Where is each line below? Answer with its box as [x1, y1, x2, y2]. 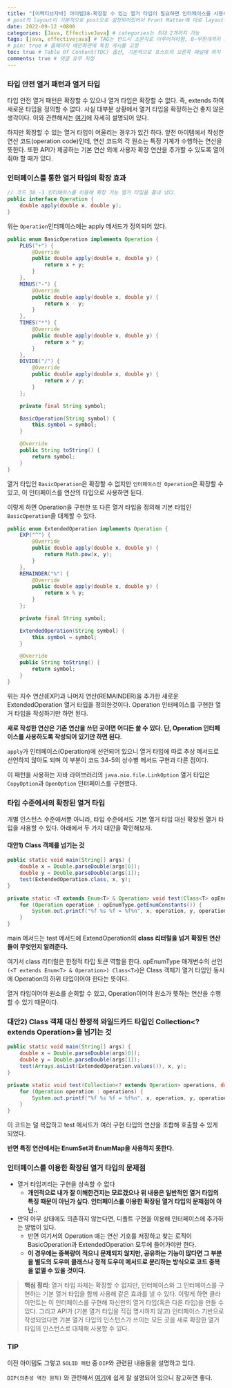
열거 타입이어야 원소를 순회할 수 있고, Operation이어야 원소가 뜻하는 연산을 [7, 990, 209, 998]
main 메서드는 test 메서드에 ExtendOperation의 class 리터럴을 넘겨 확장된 [7, 934, 209, 943]
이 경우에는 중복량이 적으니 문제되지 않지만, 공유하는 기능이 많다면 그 [27, 1249, 210, 1257]
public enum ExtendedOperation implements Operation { [7, 525, 168, 533]
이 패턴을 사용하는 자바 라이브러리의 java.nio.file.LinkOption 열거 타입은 [7, 770, 211, 779]
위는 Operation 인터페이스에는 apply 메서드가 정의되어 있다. [7, 222, 167, 230]
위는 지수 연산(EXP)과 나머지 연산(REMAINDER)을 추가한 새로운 [7, 692, 180, 700]
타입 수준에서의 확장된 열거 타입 [7, 798, 106, 808]
